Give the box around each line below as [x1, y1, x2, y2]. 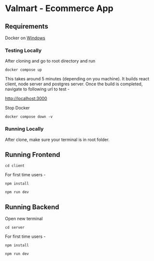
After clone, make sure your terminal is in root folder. [5, 137, 110, 142]
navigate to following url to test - [5, 86, 70, 92]
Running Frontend [5, 151, 60, 159]
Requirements [5, 22, 48, 31]
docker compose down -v [5, 114, 53, 119]
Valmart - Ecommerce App [5, 3, 113, 14]
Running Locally [5, 125, 44, 132]
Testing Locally [5, 47, 42, 54]
